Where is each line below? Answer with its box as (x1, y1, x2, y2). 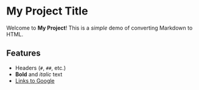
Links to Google (15, 77, 55, 84)
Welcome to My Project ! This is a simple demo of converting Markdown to (6, 24, 193, 31)
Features (6, 48, 41, 59)
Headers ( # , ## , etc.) (15, 64, 66, 71)
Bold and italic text (15, 71, 63, 78)
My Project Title (6, 4, 88, 18)
